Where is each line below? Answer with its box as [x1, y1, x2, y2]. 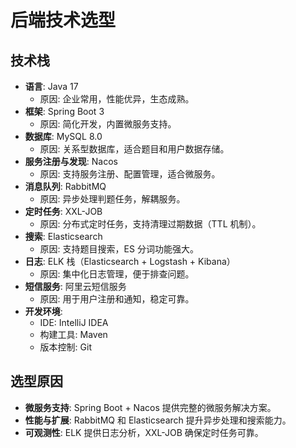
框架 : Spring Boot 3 [24, 106, 105, 117]
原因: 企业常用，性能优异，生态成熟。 [39, 93, 195, 105]
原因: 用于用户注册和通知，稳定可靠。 [39, 293, 195, 305]
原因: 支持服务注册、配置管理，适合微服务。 [39, 168, 221, 180]
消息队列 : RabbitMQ [24, 181, 107, 192]
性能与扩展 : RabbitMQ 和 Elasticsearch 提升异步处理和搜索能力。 [24, 414, 292, 426]
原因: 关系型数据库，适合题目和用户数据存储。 [39, 143, 230, 155]
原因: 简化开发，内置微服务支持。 [39, 118, 177, 130]
